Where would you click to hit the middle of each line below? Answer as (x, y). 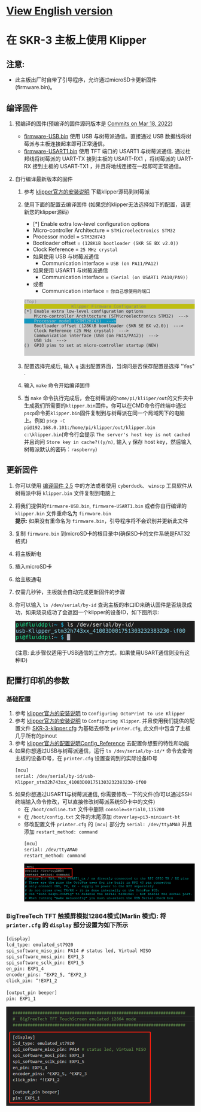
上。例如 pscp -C (45, 421)
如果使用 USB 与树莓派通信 (66, 256)
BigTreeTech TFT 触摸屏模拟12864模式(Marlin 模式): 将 (86, 916)
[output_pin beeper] (32, 993)
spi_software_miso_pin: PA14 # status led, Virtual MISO (79, 951)
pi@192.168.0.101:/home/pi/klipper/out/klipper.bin (89, 428)
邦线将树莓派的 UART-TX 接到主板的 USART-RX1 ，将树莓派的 (100, 159)
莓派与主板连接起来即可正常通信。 (66, 144)
